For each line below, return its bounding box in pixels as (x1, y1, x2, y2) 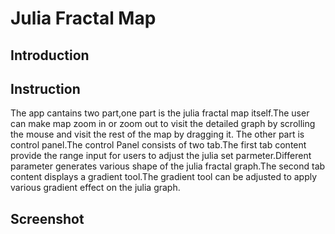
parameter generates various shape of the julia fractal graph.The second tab (10, 160, 326, 172)
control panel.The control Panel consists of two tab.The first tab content (10, 139, 307, 151)
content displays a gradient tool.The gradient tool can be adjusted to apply (10, 171, 318, 183)
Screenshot (10, 210, 85, 227)
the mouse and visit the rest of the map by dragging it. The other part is (10, 128, 305, 141)
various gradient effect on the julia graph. (10, 182, 181, 194)
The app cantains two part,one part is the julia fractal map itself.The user (10, 107, 310, 119)
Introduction (10, 47, 90, 64)
